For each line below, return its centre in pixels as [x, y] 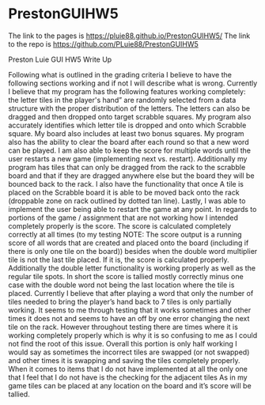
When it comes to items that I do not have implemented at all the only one [128, 369]
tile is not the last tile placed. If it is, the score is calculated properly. [119, 259]
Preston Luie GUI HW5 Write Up [60, 59]
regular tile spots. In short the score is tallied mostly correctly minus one [126, 276]
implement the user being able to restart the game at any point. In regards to [132, 209]
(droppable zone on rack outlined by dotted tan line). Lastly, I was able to [127, 201]
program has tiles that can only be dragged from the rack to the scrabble [127, 167]
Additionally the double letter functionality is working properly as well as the [132, 268]
